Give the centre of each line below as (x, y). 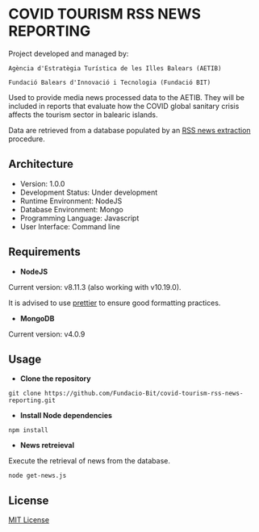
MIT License (29, 520)
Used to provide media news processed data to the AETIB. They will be (126, 97)
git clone (25, 394)
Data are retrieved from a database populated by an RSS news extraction (130, 130)
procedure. (27, 139)
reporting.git (32, 400)
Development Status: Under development (89, 192)
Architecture (41, 164)
